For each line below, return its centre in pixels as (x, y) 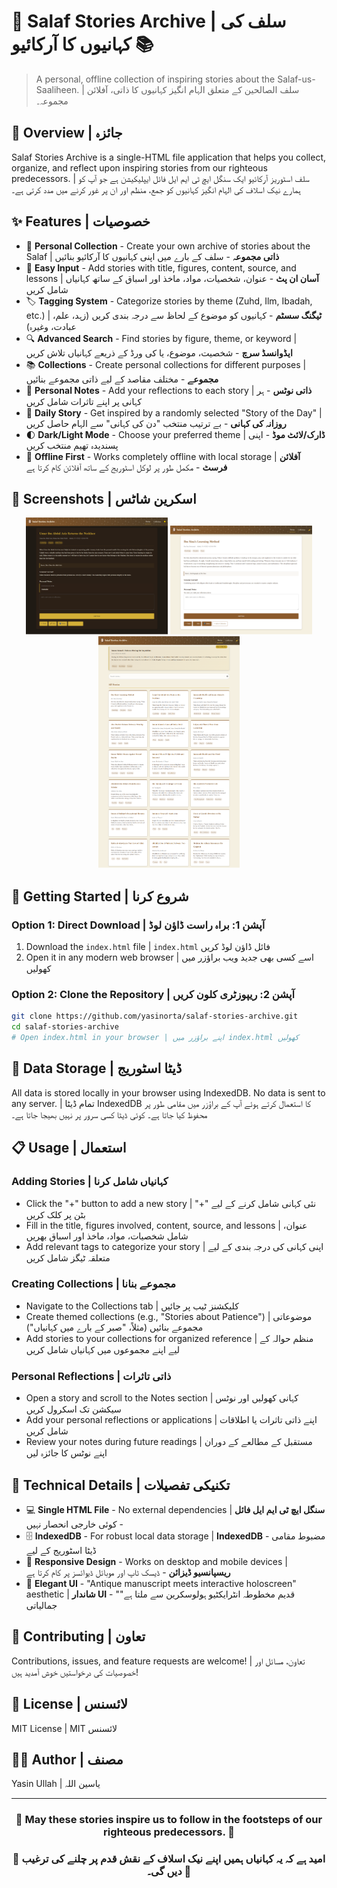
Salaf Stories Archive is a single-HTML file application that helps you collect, (169, 157)
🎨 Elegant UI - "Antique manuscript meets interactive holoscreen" (161, 1583)
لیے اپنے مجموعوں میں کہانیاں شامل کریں (103, 1349)
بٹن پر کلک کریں (55, 1214)
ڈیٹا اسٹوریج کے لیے (61, 1550)
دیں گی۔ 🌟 (169, 1872)
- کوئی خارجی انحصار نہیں (74, 1524)
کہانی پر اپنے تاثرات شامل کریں (84, 401)
